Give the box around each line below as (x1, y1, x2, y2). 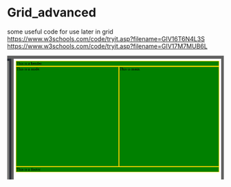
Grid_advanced (7, 5, 96, 21)
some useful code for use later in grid (7, 27, 113, 36)
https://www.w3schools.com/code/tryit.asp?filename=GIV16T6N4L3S (7, 34, 205, 42)
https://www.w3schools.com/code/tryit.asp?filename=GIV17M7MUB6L (7, 42, 208, 50)
